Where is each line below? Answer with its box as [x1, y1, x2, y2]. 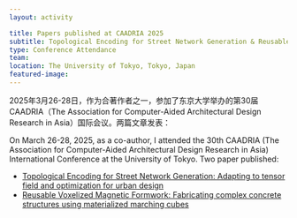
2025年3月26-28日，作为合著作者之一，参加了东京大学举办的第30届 [9, 94, 259, 106]
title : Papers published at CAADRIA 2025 [9, 28, 164, 38]
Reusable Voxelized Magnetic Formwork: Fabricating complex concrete [21, 189, 282, 199]
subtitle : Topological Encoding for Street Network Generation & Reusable [9, 37, 291, 46]
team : [9, 54, 29, 63]
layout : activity [9, 12, 73, 22]
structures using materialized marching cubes [21, 199, 189, 209]
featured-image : [9, 70, 69, 79]
